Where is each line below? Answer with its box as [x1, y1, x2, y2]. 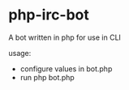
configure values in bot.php [19, 63, 113, 74]
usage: [8, 48, 32, 58]
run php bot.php [19, 72, 75, 82]
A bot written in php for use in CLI [8, 32, 122, 42]
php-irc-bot [8, 6, 89, 24]
